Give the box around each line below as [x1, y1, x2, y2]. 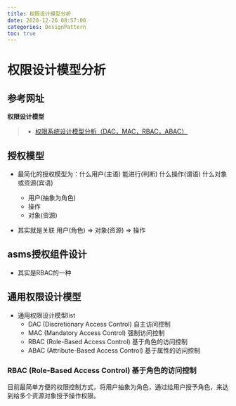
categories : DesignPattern [7, 23, 86, 30]
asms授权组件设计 [7, 249, 87, 261]
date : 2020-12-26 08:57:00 [7, 17, 86, 24]
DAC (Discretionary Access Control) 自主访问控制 [27, 320, 171, 328]
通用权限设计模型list [17, 310, 76, 320]
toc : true [7, 30, 37, 37]
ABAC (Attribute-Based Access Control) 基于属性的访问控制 [27, 346, 201, 355]
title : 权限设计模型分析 [7, 10, 72, 18]
